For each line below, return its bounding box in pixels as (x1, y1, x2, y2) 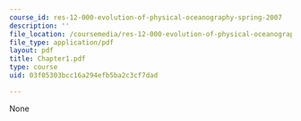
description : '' (9, 21, 70, 30)
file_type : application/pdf (9, 37, 115, 47)
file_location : (9, 29, 66, 38)
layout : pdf (9, 46, 54, 55)
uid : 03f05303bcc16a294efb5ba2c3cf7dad (9, 71, 159, 80)
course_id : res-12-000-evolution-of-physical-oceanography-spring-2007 (9, 12, 282, 22)
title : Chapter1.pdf (9, 54, 87, 63)
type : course (9, 63, 58, 72)
